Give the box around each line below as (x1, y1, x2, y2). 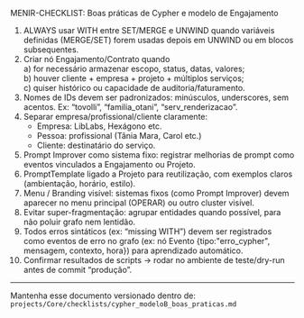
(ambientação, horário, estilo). (23, 178, 136, 188)
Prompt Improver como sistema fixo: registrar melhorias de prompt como (23, 150, 295, 160)
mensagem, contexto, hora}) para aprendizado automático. (23, 245, 244, 256)
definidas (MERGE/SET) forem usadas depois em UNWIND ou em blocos (23, 35, 294, 45)
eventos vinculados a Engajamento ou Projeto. (23, 159, 197, 169)
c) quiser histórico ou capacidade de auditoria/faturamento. (23, 83, 246, 93)
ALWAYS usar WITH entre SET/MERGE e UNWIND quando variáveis (23, 25, 275, 35)
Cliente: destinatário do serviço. (36, 140, 156, 150)
